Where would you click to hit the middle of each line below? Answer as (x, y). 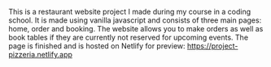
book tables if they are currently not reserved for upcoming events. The (129, 37)
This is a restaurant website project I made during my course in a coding (130, 12)
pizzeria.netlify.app (41, 54)
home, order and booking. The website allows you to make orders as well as (136, 29)
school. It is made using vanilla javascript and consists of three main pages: (135, 20)
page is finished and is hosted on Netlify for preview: (97, 46)
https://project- (212, 46)
